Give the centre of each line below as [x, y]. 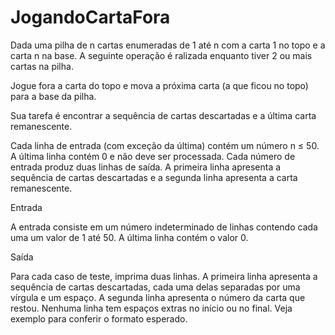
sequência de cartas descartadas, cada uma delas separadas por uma [155, 287]
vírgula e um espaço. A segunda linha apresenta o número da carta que [158, 297]
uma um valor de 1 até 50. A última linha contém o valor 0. [129, 237]
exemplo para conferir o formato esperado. [99, 318]
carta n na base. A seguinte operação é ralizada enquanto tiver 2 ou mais [161, 55]
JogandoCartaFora [90, 17]
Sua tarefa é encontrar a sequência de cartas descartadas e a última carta [163, 115]
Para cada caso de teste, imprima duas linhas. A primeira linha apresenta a [164, 276]
